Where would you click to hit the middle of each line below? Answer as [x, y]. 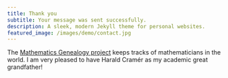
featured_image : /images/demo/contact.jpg [69, 33]
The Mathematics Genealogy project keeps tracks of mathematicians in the [114, 52]
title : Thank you [32, 13]
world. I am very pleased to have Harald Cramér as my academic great [108, 60]
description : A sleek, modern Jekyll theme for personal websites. [106, 26]
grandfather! [25, 67]
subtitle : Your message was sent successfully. [77, 20]
